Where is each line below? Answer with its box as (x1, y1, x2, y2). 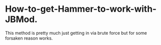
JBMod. (5, 14, 38, 25)
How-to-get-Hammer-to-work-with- (5, 3, 157, 15)
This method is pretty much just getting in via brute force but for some (5, 30, 147, 36)
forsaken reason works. (5, 35, 53, 41)
